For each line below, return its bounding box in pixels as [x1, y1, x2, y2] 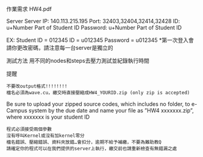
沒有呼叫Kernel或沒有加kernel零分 [6, 133, 85, 139]
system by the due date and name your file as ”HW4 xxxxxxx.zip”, [28, 107, 194, 114]
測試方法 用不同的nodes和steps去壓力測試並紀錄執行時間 [6, 57, 149, 64]
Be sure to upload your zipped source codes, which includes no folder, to [6, 100, 190, 108]
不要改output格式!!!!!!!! [6, 83, 68, 89]
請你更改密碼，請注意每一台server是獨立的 [6, 44, 114, 51]
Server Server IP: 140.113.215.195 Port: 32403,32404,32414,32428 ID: [6, 18, 180, 24]
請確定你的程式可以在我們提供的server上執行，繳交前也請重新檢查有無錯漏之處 [6, 145, 177, 152]
